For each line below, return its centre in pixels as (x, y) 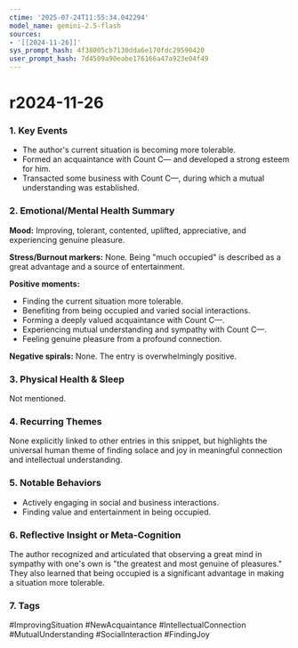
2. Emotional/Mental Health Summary (92, 211)
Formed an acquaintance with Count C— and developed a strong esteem (156, 159)
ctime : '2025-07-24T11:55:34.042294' (79, 17)
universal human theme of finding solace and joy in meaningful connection (146, 450)
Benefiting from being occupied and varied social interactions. (136, 310)
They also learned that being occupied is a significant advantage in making (147, 573)
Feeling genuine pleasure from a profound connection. (122, 338)
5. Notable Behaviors (56, 483)
